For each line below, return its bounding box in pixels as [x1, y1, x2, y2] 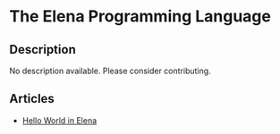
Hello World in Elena [21, 114, 98, 126]
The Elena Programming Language [9, 6, 271, 27]
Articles [9, 91, 55, 106]
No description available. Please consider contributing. [9, 65, 212, 76]
